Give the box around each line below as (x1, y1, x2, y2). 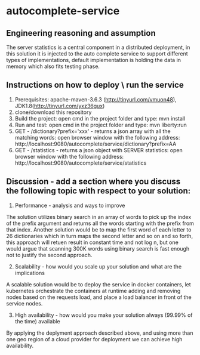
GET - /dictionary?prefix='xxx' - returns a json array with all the (14, 127, 171, 135)
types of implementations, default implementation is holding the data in (6, 57, 181, 63)
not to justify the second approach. (6, 251, 93, 258)
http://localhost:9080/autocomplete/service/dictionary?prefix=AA (14, 140, 177, 147)
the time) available (14, 317, 61, 325)
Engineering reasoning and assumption (6, 28, 156, 38)
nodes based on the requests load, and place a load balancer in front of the (6, 294, 192, 301)
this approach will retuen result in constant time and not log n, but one (6, 239, 179, 246)
